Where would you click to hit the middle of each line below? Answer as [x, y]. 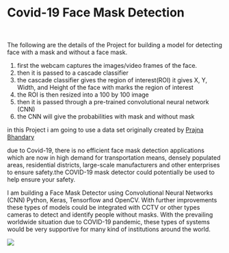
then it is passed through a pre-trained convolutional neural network [113, 101]
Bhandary [21, 137]
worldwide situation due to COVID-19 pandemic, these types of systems [109, 221]
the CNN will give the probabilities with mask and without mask [106, 116]
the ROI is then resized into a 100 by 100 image [83, 95]
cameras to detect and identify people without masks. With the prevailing [110, 215]
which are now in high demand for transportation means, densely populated [114, 157]
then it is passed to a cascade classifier [72, 73]
